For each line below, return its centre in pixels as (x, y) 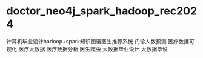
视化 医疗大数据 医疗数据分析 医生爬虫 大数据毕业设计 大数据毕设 (87, 49)
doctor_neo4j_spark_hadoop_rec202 (102, 11)
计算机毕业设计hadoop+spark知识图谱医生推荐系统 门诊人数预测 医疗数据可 (101, 41)
